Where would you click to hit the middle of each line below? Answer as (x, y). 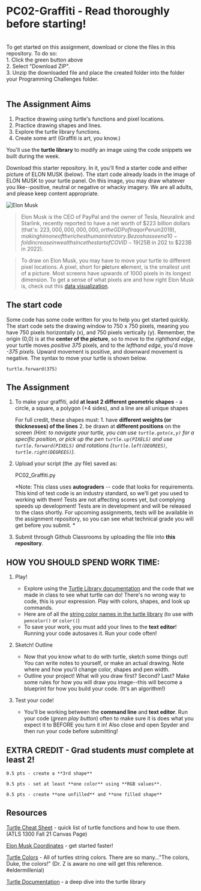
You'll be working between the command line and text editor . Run (106, 712)
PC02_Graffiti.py (35, 475)
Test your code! (34, 701)
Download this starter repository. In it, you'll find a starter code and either (97, 167)
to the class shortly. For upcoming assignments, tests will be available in (104, 513)
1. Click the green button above (45, 60)
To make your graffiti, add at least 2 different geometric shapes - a (99, 402)
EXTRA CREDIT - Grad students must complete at (100, 750)
